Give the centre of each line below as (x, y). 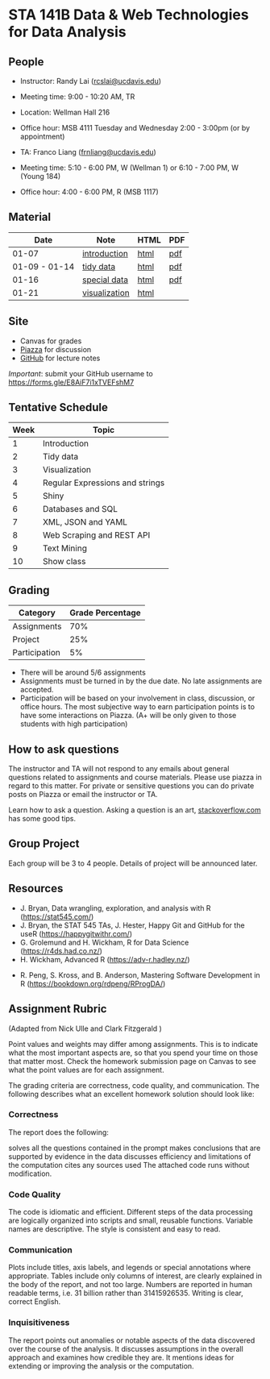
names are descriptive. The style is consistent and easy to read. (114, 1229)
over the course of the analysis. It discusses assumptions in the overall (126, 1348)
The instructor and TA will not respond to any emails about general (119, 769)
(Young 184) (40, 176)
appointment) (42, 136)
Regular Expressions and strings (104, 483)
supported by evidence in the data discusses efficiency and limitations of (130, 1156)
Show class (64, 562)
